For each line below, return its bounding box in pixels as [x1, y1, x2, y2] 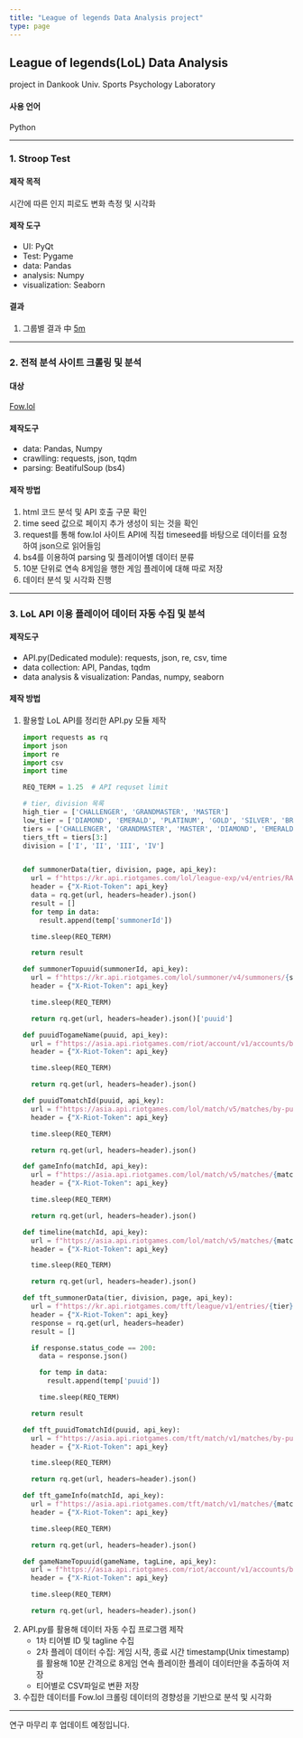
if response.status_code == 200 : [31, 1343, 157, 1352]
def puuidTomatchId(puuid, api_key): [22, 1096, 165, 1105]
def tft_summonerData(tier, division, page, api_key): [22, 1293, 234, 1302]
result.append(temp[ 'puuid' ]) [46, 1376, 161, 1386]
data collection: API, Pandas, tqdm [22, 662, 151, 672]
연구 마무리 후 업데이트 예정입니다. [9, 1719, 130, 1730]
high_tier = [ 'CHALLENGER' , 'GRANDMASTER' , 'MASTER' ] [22, 808, 229, 817]
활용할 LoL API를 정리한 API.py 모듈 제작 [22, 715, 167, 726]
